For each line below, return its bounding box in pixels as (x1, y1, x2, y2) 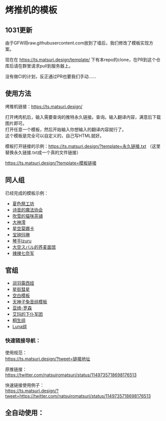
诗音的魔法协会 (12, 207, 43, 212)
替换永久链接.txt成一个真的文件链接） (5, 149, 82, 155)
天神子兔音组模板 (12, 299, 47, 305)
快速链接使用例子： (5, 382, 44, 388)
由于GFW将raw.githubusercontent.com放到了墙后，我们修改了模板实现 (5, 40, 149, 46)
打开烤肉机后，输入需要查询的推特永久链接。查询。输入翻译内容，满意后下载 (5, 114, 161, 120)
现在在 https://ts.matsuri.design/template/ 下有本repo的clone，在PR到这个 (5, 57, 157, 63)
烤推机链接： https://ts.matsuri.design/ (5, 103, 83, 109)
